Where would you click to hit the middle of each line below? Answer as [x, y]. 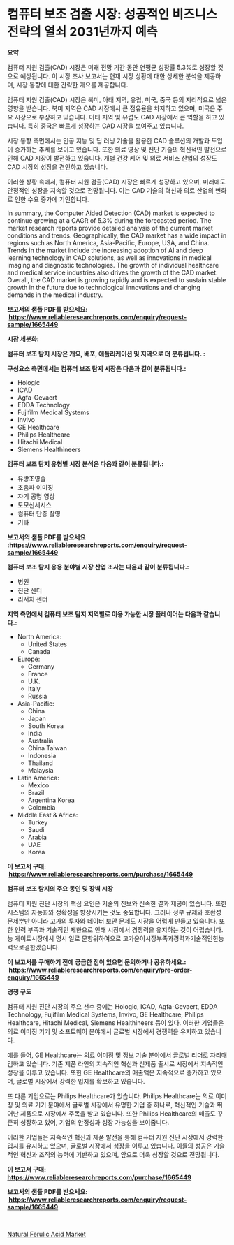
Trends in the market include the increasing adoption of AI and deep [105, 250]
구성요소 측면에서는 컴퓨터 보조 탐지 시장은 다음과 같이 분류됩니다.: [97, 368]
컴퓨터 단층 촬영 [39, 514]
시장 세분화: [23, 339]
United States [47, 644]
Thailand [41, 763]
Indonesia [42, 755]
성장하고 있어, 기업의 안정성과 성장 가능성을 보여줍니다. [95, 1122]
